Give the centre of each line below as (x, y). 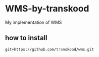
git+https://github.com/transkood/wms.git (49, 49)
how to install (26, 38)
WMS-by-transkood (47, 9)
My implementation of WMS (34, 22)
